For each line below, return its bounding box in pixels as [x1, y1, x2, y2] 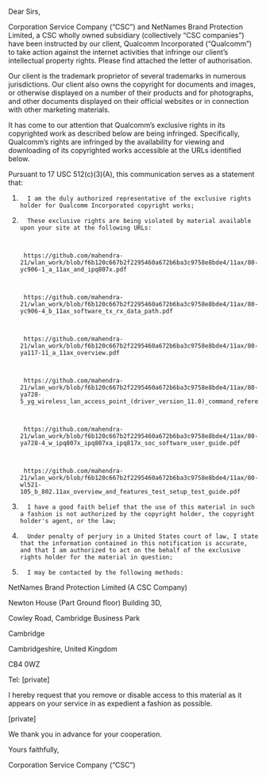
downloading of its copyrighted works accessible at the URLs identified [8, 146, 242, 155]
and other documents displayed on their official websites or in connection [8, 97, 249, 106]
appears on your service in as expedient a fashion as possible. [8, 698, 213, 708]
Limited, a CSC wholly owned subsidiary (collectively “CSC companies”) [8, 31, 245, 40]
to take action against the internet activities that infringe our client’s [8, 48, 229, 56]
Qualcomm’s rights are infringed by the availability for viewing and [8, 137, 225, 146]
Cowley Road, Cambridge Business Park [8, 614, 141, 622]
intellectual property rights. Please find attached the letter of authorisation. [8, 56, 253, 65]
